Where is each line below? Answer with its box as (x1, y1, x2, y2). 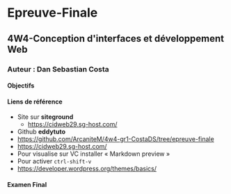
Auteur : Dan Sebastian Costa (7, 64, 109, 74)
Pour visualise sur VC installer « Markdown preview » (17, 149, 170, 158)
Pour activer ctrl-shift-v (17, 157, 92, 165)
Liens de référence (7, 97, 63, 106)
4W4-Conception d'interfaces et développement (7, 33, 225, 45)
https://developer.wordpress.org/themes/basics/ (17, 165, 157, 173)
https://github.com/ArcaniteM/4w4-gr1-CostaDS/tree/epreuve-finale (17, 135, 214, 143)
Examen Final (7, 180, 47, 188)
